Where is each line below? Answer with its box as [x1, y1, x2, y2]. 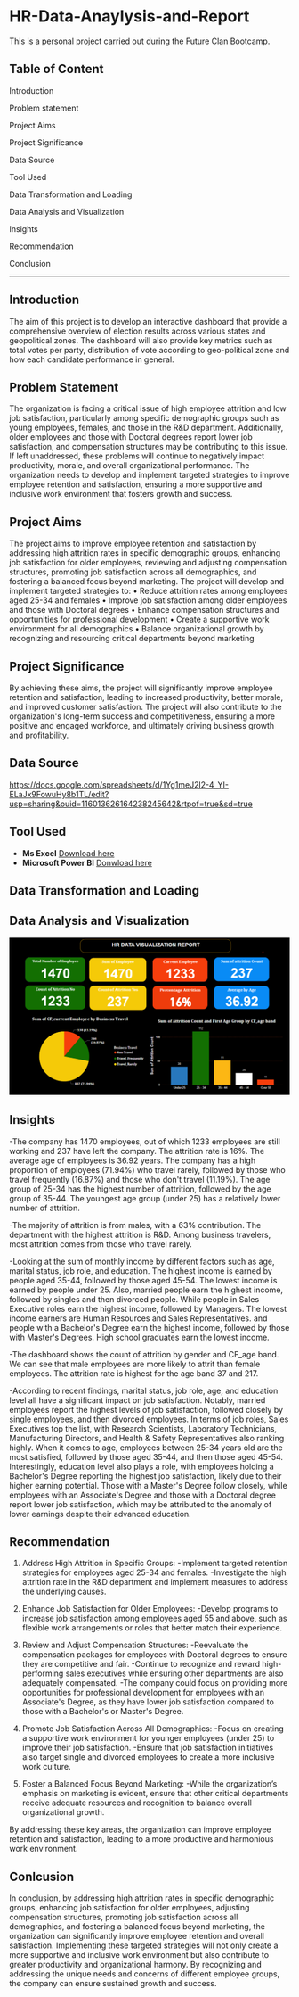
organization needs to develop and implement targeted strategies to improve [9, 470, 290, 481]
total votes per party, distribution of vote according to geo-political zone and [9, 344, 290, 355]
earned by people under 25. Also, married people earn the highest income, [9, 1284, 283, 1295]
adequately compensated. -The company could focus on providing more [21, 1678, 288, 1688]
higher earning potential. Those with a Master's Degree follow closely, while [9, 1480, 287, 1490]
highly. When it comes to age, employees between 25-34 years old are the [9, 1442, 283, 1453]
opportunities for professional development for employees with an [21, 1688, 265, 1698]
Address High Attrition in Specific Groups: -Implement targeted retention [21, 1558, 288, 1569]
